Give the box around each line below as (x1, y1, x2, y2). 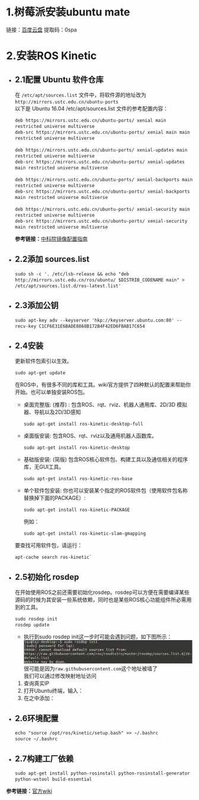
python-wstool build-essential (14, 776, 92, 782)
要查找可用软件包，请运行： (14, 542, 83, 549)
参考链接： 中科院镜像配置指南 (14, 235, 88, 242)
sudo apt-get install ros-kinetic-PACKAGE (23, 507, 130, 513)
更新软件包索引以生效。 (14, 358, 72, 365)
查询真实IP (23, 679, 50, 687)
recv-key (14, 323, 37, 329)
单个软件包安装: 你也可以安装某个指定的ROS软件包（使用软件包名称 (23, 487, 188, 494)
